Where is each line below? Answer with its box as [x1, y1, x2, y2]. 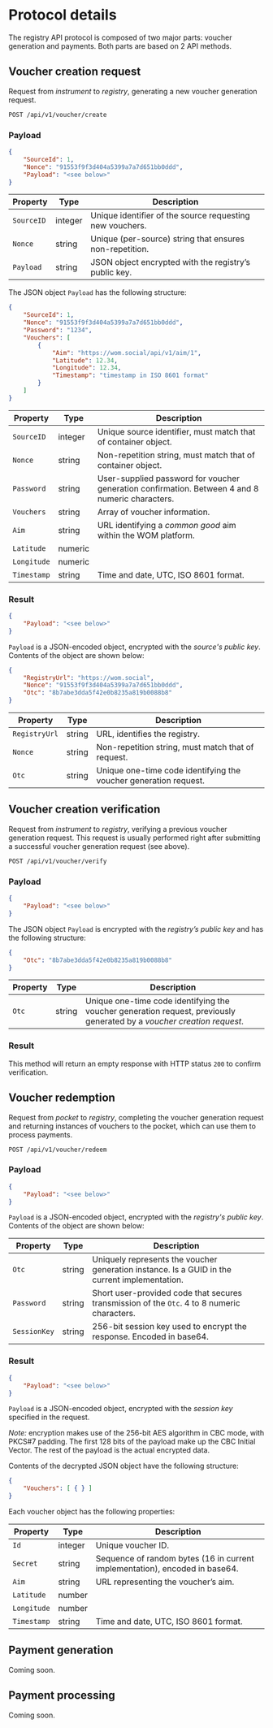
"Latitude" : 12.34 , [51, 356, 118, 365]
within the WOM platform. [97, 530, 195, 541]
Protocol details [8, 6, 117, 24]
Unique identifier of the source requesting [90, 210, 250, 221]
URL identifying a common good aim [97, 519, 237, 531]
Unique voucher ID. [95, 1540, 169, 1551]
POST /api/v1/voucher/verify [8, 857, 107, 865]
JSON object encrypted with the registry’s [90, 257, 250, 268]
